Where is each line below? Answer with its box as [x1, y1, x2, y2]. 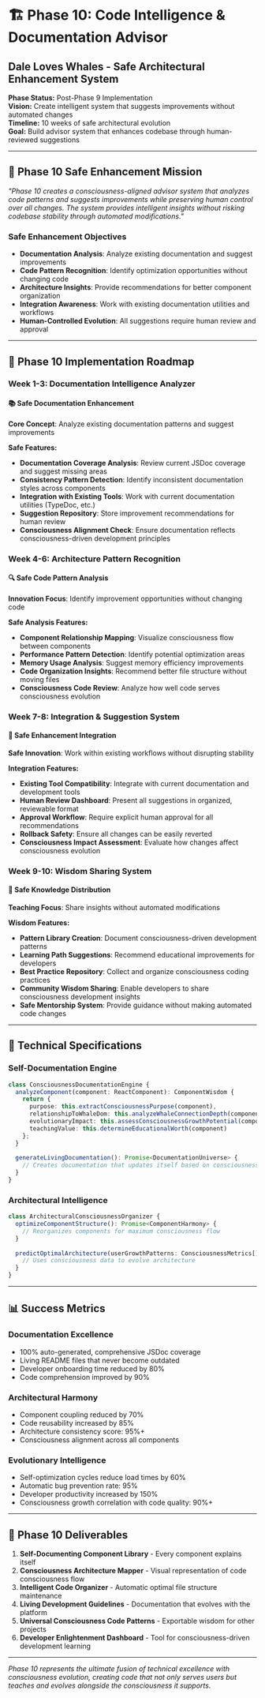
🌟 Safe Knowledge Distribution [8, 885, 111, 894]
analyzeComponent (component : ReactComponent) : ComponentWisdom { [15, 1088, 235, 1096]
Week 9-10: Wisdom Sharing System [8, 865, 152, 876]
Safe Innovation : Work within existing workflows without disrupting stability [8, 748, 255, 758]
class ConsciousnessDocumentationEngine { [8, 1081, 150, 1089]
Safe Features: [8, 443, 58, 452]
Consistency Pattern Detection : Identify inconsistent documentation [19, 474, 244, 484]
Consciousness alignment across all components [19, 1435, 180, 1445]
